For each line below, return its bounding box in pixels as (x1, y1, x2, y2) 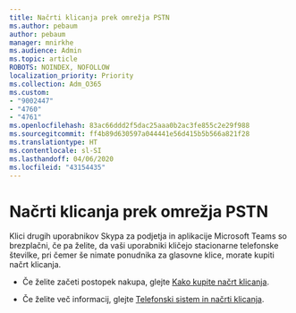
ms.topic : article (9, 55, 78, 63)
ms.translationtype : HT (9, 138, 98, 147)
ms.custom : (9, 88, 50, 97)
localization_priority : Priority (9, 72, 134, 80)
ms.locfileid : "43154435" (9, 163, 106, 172)
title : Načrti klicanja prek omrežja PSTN (9, 13, 170, 22)
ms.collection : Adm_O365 (9, 80, 102, 89)
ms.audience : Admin (9, 47, 82, 55)
